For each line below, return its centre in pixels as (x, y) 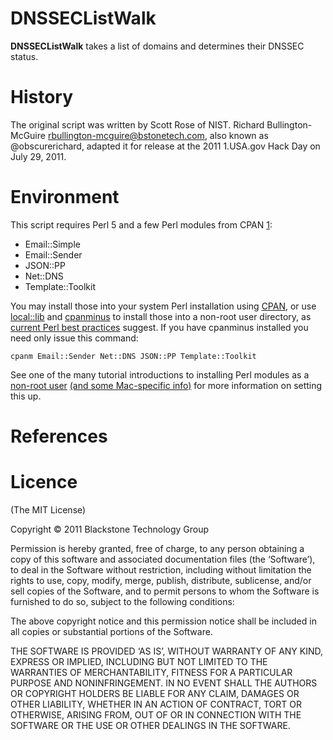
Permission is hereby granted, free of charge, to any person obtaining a (157, 548)
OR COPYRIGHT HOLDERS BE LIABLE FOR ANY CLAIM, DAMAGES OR (155, 693)
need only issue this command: (74, 338)
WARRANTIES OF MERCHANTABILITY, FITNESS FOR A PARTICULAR (151, 672)
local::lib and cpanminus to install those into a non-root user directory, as (161, 316)
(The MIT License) (48, 509)
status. (24, 56)
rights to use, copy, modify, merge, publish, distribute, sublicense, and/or (161, 580)
